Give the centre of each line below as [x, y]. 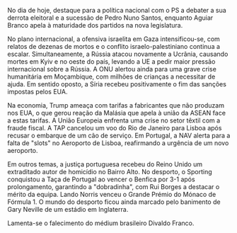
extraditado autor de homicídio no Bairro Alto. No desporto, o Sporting [110, 172]
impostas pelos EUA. [37, 92]
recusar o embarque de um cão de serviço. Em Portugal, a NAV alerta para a [119, 135]
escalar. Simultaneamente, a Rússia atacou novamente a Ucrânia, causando [118, 54]
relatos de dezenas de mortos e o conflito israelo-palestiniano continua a [114, 46]
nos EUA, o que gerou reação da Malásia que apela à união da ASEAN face [117, 113]
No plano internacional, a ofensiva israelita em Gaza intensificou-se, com [114, 39]
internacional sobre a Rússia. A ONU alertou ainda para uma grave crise [112, 69]
